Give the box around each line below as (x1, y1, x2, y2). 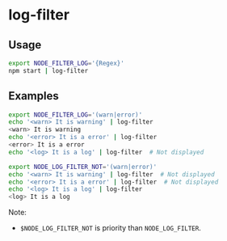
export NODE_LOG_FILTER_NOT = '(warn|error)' (8, 163, 158, 171)
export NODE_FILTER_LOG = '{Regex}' (8, 59, 125, 67)
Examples (8, 89, 59, 103)
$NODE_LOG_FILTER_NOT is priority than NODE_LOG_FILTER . (19, 223, 202, 233)
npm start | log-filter (8, 66, 89, 74)
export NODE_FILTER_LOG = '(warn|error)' (8, 111, 143, 119)
